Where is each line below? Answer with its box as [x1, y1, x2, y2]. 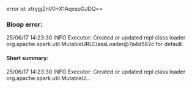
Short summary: [6, 54, 49, 61]
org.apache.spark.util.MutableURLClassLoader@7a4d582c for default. [6, 41, 184, 48]
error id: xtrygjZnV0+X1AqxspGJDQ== [6, 5, 103, 12]
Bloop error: [6, 20, 43, 29]
